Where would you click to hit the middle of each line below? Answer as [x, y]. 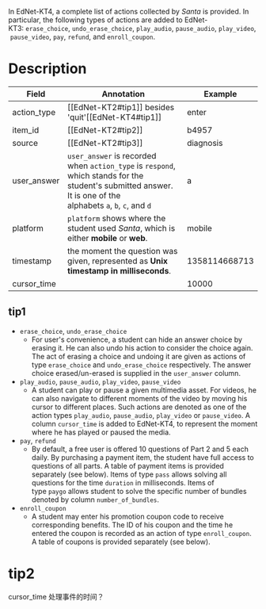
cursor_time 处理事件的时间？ [56, 596]
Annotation [123, 94]
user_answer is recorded [112, 155]
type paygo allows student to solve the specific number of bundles [139, 491]
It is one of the [94, 195]
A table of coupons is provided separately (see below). [121, 542]
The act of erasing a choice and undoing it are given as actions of [139, 356]
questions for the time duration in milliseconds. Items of [123, 482]
